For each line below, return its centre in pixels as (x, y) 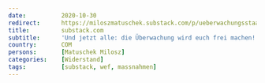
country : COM (40, 45)
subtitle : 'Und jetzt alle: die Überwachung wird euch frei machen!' (134, 38)
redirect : (24, 23)
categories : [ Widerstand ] (56, 60)
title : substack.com (56, 30)
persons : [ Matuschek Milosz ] (67, 52)
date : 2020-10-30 (52, 15)
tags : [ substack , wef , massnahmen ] (82, 67)
